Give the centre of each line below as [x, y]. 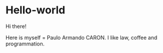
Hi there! [16, 26]
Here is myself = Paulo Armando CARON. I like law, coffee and [81, 37]
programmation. [25, 44]
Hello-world [36, 10]
